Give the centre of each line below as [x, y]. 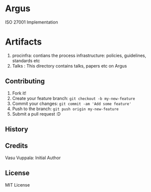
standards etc [26, 60]
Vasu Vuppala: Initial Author [33, 158]
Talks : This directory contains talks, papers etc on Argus [69, 66]
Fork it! [19, 93]
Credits [17, 146]
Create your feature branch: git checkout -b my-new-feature [74, 98]
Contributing [25, 81]
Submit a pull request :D [36, 114]
